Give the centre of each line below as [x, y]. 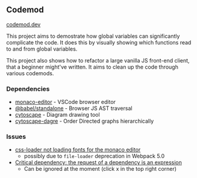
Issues [16, 137]
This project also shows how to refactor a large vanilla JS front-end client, [98, 60]
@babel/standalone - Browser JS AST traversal [73, 108]
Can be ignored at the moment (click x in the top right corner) [100, 169]
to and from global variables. [42, 49]
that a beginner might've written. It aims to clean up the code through [92, 67]
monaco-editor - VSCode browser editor [65, 102]
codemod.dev [23, 24]
